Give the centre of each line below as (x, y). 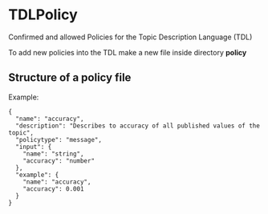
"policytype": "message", (59, 139)
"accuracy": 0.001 (53, 189)
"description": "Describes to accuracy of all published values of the (138, 126)
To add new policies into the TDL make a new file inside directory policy (128, 52)
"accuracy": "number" (59, 161)
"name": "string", (53, 154)
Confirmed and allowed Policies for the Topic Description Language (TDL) (130, 37)
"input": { (34, 147)
